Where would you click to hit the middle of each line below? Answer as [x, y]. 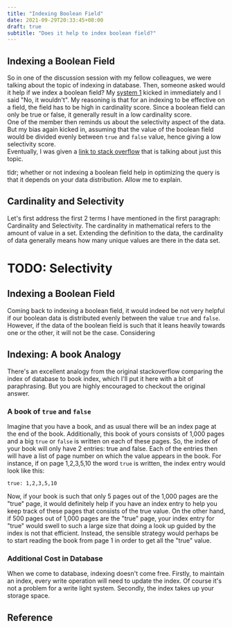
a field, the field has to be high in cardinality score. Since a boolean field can [116, 108]
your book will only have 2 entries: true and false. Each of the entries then [113, 448]
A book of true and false [49, 411]
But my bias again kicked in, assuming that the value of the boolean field [110, 130]
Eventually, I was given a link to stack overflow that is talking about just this [114, 152]
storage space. [29, 596]
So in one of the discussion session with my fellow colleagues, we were [109, 78]
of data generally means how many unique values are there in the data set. [114, 240]
